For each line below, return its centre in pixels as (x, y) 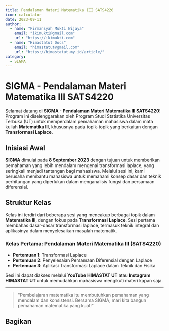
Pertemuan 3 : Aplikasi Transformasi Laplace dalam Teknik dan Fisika (84, 266)
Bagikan (18, 322)
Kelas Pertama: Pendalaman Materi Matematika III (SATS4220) (83, 243)
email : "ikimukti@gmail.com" (45, 33)
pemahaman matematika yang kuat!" (56, 306)
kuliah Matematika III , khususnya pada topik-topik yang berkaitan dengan (82, 127)
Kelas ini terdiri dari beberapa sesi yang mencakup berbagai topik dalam (80, 215)
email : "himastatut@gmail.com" (47, 47)
